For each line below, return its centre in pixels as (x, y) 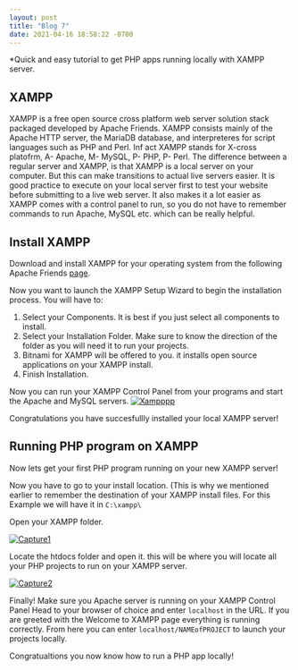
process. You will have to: (57, 300)
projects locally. (38, 638)
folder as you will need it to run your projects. (105, 346)
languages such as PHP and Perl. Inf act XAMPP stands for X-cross (133, 148)
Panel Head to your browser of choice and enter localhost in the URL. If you (149, 610)
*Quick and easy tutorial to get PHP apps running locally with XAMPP (137, 60)
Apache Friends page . (50, 273)
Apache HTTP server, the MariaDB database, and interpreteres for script (142, 138)
